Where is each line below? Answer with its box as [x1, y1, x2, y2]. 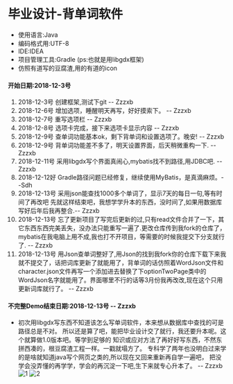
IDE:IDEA [17, 46, 44, 55]
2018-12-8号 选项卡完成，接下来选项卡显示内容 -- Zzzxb [17, 124, 180, 132]
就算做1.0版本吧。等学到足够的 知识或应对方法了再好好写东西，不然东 [24, 335, 223, 344]
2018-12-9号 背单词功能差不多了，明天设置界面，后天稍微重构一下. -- [17, 141, 217, 150]
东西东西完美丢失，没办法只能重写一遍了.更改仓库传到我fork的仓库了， [24, 224, 226, 232]
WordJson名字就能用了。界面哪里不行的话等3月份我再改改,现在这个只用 [17, 276, 223, 284]
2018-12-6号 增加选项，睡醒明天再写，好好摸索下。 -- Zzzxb [17, 107, 191, 115]
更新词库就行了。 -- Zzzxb [17, 285, 94, 293]
